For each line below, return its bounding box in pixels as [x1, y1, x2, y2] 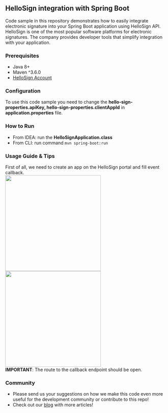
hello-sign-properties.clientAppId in [46, 104, 125, 110]
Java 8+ [12, 64, 30, 70]
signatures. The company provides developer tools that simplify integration [5, 34, 163, 40]
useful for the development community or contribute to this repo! [12, 396, 149, 403]
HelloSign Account [12, 75, 52, 81]
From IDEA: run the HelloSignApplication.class [12, 134, 113, 140]
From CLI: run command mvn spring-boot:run [12, 140, 108, 146]
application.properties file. [5, 110, 63, 116]
